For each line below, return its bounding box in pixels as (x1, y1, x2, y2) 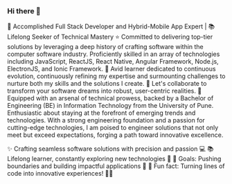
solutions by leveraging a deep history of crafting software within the (7, 43, 204, 51)
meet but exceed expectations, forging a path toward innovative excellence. (7, 131, 224, 139)
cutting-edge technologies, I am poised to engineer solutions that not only (7, 124, 219, 132)
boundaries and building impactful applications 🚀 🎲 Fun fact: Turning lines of (7, 162, 225, 170)
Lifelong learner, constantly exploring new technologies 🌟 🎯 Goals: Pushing (7, 155, 222, 163)
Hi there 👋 (7, 6, 42, 16)
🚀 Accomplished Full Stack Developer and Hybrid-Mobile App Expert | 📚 (7, 22, 215, 30)
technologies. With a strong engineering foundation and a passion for (7, 116, 206, 125)
